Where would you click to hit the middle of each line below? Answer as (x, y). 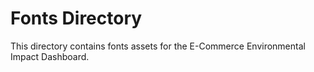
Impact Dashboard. (50, 56)
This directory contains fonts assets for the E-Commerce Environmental (158, 46)
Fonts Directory (76, 18)
